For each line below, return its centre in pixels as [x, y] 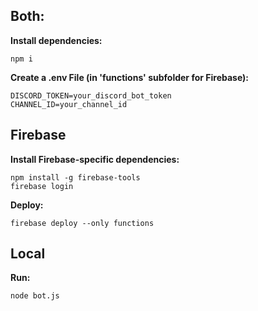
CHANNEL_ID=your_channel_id [69, 104]
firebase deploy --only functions [82, 223]
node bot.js [35, 296]
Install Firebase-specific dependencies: [95, 159]
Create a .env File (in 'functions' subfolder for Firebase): [130, 77]
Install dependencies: [56, 40]
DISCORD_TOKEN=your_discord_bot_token [91, 95]
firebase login [42, 186]
